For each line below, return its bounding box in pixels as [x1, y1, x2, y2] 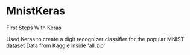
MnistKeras [6, 4, 65, 18]
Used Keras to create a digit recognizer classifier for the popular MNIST [6, 35, 185, 42]
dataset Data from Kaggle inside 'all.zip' [6, 42, 106, 49]
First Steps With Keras [6, 24, 62, 31]
